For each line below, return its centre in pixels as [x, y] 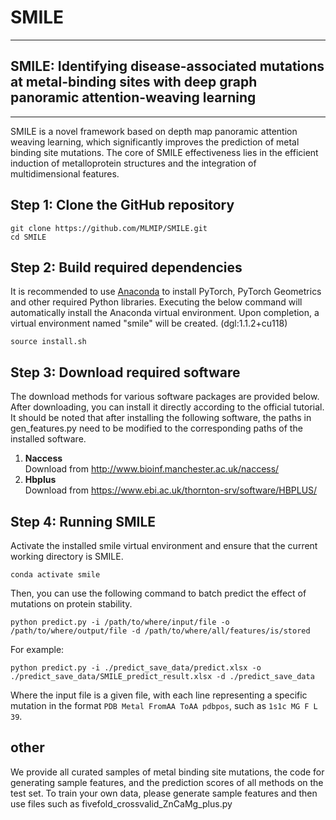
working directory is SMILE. [67, 556]
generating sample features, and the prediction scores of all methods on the [167, 782]
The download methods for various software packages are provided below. [165, 397]
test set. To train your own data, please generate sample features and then [164, 793]
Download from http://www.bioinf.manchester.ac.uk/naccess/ [152, 469]
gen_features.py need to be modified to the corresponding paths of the [156, 428]
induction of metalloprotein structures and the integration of [133, 163]
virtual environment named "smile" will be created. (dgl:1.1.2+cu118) [149, 323]
